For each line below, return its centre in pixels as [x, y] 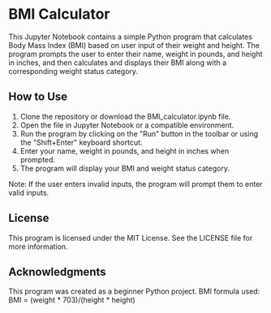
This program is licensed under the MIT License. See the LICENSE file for [131, 237]
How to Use [38, 97]
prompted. [37, 159]
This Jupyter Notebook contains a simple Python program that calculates [131, 37]
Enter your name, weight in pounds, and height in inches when [125, 150]
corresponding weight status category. [73, 71]
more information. [38, 246]
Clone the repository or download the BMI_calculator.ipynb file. [125, 116]
